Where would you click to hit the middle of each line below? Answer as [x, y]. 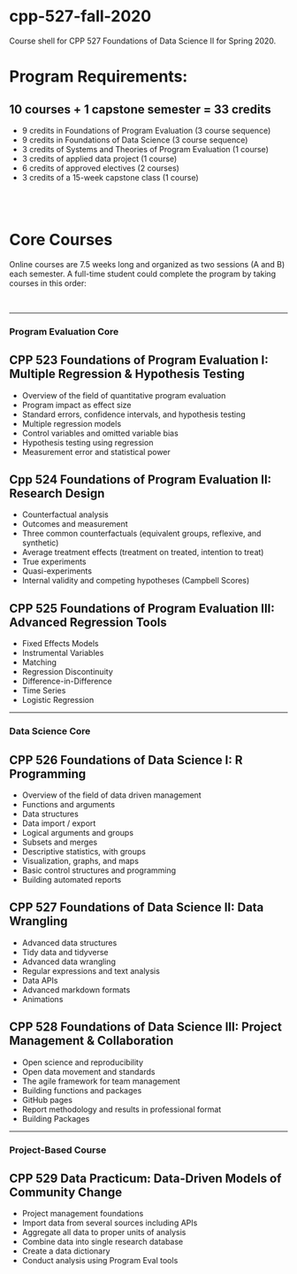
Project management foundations [83, 1214]
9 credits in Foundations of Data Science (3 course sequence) [135, 140]
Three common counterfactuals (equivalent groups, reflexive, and [141, 534]
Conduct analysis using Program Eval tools [100, 1261]
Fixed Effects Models [60, 644]
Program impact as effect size [76, 405]
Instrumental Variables [63, 653]
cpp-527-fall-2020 [80, 16]
